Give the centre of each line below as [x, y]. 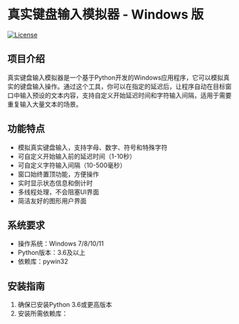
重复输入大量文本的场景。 [45, 104]
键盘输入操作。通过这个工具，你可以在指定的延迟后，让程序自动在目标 [122, 86]
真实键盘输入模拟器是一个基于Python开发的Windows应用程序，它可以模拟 [116, 77]
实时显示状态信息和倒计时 [55, 183]
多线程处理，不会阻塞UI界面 [58, 192]
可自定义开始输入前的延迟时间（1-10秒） [77, 156]
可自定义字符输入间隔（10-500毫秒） [72, 165]
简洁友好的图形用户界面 [52, 201]
